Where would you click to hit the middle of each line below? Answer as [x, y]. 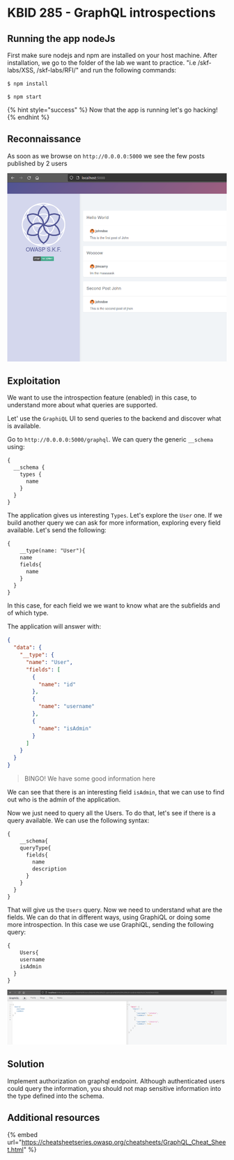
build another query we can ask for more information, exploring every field [114, 523]
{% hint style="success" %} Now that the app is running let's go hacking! [112, 110]
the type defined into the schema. [56, 1096]
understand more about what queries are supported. [83, 405]
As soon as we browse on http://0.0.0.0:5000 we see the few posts [106, 156]
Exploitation [34, 381]
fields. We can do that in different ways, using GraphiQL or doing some [109, 917]
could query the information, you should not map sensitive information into [114, 1088]
